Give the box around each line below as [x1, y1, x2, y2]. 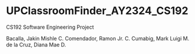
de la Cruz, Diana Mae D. [6, 41, 66, 48]
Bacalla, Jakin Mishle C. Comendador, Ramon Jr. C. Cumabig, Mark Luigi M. [6, 35, 190, 42]
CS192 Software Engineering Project [6, 23, 94, 31]
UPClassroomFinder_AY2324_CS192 [6, 4, 189, 18]
